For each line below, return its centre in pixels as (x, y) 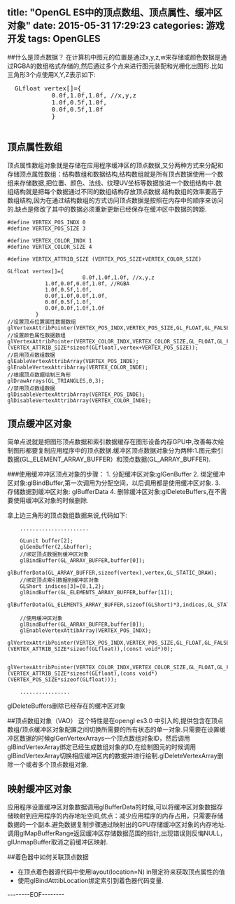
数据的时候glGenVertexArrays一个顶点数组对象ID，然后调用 (105, 739)
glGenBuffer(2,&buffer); (56, 547)
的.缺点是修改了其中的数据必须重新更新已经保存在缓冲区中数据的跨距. (107, 209)
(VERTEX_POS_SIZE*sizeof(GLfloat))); (62, 680)
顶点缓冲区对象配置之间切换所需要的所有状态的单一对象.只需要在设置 (121, 730)
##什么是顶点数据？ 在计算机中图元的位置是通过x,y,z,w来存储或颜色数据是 (114, 57)
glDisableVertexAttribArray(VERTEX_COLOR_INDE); (79, 400)
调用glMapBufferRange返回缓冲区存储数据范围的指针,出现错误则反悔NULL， (117, 833)
